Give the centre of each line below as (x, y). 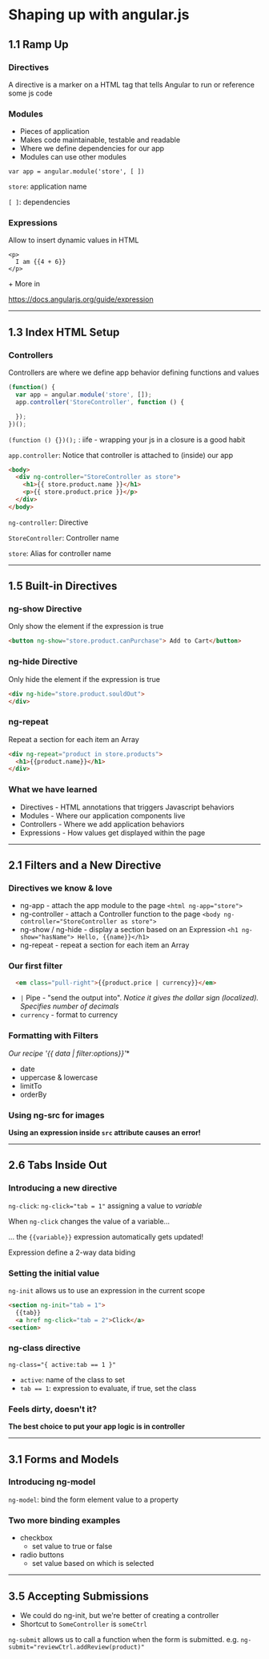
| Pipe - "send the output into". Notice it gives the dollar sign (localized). (139, 998)
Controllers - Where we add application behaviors (102, 824)
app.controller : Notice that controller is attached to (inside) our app (121, 455)
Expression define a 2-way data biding (72, 1252)
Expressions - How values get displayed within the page (112, 833)
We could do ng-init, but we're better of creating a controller (119, 1615)
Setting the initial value (54, 1273)
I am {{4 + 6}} (41, 262)
